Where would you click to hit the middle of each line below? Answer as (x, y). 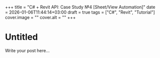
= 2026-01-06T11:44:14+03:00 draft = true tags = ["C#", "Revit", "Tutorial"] (80, 12)
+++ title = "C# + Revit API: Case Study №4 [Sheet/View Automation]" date (80, 7)
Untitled (22, 37)
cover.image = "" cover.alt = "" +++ (40, 17)
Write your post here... (27, 50)
